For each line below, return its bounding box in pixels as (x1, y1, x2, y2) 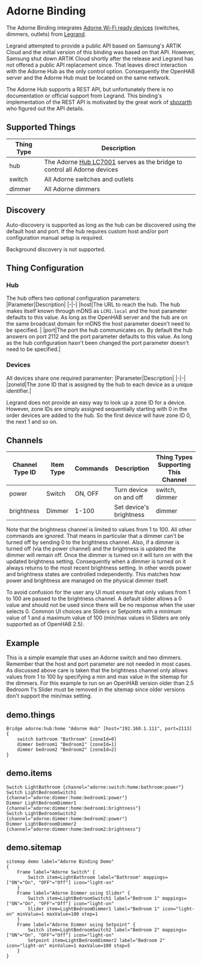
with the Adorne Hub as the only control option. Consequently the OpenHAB (6, 67, 195, 75)
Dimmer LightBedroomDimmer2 (6, 821, 77, 827)
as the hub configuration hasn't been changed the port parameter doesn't (6, 339, 189, 347)
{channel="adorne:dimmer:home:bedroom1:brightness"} (6, 805, 141, 811)
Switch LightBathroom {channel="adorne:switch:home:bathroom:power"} (6, 784, 185, 790)
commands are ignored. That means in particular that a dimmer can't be (6, 532, 185, 540)
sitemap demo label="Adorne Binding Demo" (6, 858, 114, 865)
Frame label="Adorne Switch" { (17, 869, 96, 875)
